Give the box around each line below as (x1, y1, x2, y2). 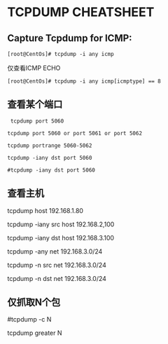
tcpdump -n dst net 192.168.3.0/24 (7, 274, 107, 282)
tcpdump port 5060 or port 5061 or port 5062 (7, 130, 142, 137)
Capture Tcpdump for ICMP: (7, 32, 132, 44)
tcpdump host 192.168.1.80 (7, 206, 84, 214)
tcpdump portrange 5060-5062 (7, 142, 92, 149)
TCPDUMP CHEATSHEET (7, 4, 155, 20)
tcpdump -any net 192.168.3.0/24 (7, 247, 103, 256)
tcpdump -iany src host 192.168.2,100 (7, 220, 115, 228)
